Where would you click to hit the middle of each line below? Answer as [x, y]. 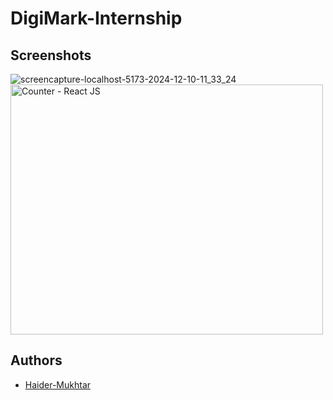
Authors [36, 360]
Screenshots [51, 55]
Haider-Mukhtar [58, 384]
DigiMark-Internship [96, 18]
